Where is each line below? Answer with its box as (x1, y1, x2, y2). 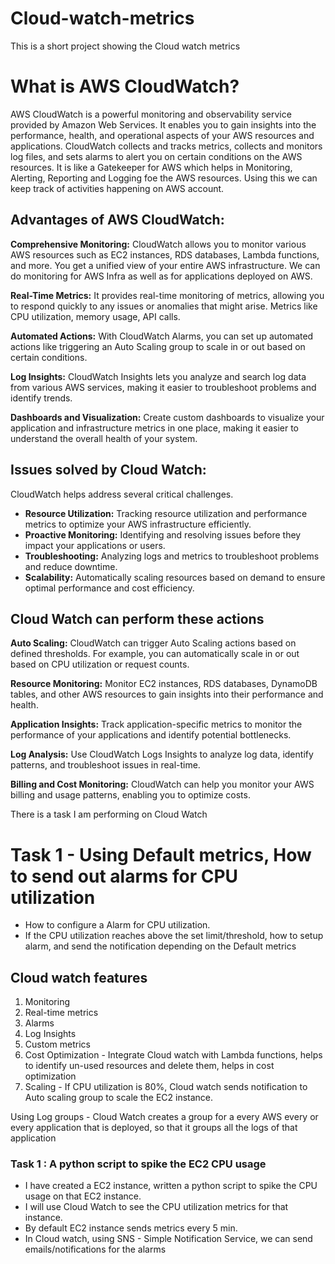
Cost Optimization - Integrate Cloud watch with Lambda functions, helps (24, 1049, 323, 1061)
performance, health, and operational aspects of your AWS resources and (10, 129, 315, 141)
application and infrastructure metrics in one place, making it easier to (10, 422, 299, 434)
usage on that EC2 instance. (24, 1190, 142, 1202)
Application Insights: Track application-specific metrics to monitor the (10, 718, 303, 731)
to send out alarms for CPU (10, 865, 239, 887)
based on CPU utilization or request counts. (10, 658, 190, 671)
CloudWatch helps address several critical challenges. (10, 488, 234, 500)
